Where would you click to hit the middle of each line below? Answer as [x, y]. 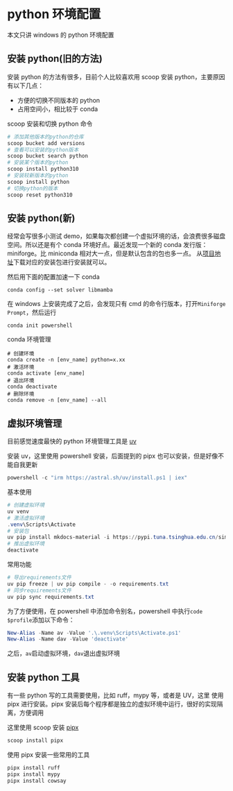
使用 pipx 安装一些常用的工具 [49, 754]
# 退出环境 [21, 381]
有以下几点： [25, 85]
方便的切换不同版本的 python [59, 100]
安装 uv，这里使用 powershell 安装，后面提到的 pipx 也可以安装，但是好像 [113, 456]
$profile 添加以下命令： [41, 620]
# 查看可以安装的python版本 [43, 150]
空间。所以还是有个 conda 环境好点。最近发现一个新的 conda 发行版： [107, 245]
